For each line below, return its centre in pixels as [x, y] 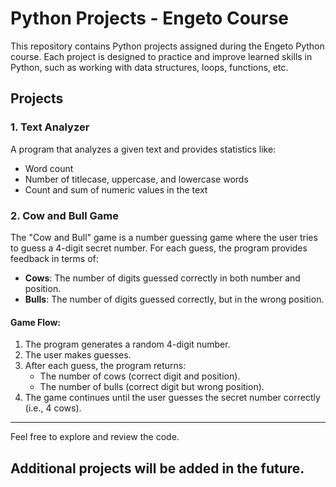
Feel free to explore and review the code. [95, 437]
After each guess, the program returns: [105, 366]
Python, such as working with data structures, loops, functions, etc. [149, 67]
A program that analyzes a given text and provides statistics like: [143, 149]
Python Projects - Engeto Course [150, 18]
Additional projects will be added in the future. [157, 468]
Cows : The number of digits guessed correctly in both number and [162, 278]
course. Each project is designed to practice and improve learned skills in [161, 56]
